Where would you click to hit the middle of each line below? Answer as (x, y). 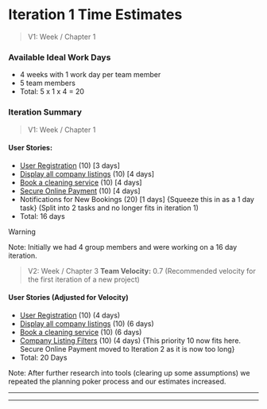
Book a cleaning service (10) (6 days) (81, 332)
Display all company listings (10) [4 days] (87, 173)
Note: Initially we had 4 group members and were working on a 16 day (123, 247)
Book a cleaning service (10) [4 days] (81, 182)
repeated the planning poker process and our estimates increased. (117, 381)
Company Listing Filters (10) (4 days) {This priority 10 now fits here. (130, 341)
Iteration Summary (45, 112)
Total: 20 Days (43, 357)
